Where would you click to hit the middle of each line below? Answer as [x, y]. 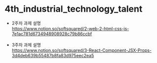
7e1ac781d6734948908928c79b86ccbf [52, 34]
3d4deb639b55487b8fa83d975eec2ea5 [53, 55]
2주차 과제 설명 [26, 23]
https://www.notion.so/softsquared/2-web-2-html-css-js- [70, 28]
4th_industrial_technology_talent [74, 9]
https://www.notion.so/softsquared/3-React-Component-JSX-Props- [82, 50]
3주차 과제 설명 [26, 44]
